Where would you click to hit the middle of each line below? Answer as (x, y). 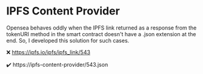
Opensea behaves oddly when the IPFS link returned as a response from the (101, 28)
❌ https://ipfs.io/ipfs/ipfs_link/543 (48, 52)
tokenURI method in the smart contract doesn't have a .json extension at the (101, 34)
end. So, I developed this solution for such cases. (68, 40)
